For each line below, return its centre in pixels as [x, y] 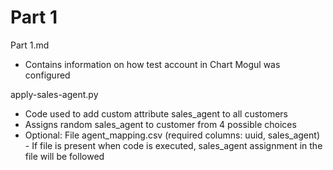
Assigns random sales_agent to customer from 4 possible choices [160, 124]
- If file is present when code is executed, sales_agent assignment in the [173, 145]
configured [47, 75]
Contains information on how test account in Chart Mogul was [152, 64]
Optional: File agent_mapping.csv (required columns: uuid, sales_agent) [172, 135]
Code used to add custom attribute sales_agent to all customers [156, 113]
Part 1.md [30, 45]
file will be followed [64, 156]
